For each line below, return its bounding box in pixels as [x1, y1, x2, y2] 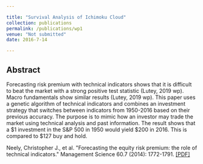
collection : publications [6, 19, 72, 26]
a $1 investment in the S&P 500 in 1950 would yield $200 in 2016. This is [6, 126, 187, 133]
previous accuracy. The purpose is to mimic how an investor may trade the [6, 113, 193, 120]
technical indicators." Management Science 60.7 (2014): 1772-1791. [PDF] [6, 150, 190, 158]
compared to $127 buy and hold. [6, 132, 88, 140]
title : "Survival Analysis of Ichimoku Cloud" [6, 14, 126, 20]
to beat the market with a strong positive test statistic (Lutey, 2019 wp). [6, 87, 184, 94]
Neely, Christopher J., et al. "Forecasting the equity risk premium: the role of [6, 144, 198, 151]
